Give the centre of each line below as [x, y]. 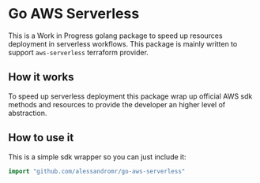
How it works [41, 77]
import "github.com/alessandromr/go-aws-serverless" [97, 171]
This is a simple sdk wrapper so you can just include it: [98, 157]
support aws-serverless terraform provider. [78, 52]
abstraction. [28, 113]
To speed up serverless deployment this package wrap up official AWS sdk [130, 96]
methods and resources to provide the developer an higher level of [117, 104]
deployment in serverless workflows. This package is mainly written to [123, 43]
